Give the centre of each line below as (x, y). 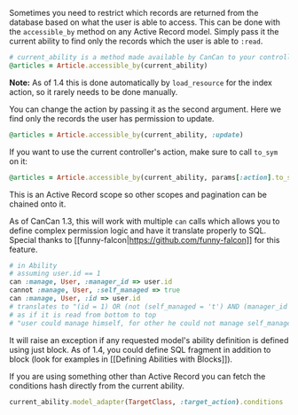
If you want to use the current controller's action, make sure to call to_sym (144, 152)
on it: (19, 161)
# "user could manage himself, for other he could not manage (126, 323)
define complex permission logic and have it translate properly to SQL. (138, 231)
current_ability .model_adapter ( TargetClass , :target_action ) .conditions (146, 402)
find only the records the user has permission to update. (112, 118)
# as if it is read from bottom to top (83, 315)
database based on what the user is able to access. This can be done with (145, 22)
